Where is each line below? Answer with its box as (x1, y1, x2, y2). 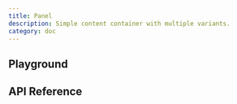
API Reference (8, 84, 83, 98)
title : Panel (8, 11, 53, 20)
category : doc (8, 27, 57, 35)
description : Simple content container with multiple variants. (8, 19, 231, 28)
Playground (8, 57, 68, 71)
